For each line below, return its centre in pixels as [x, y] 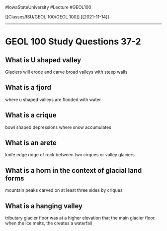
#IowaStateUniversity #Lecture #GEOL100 [48, 7]
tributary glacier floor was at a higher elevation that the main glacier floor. [80, 218]
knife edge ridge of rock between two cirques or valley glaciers [70, 155]
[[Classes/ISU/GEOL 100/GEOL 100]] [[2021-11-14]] [57, 17]
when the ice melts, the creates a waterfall [49, 223]
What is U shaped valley [43, 60]
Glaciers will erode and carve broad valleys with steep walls [66, 72]
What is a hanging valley [44, 206]
